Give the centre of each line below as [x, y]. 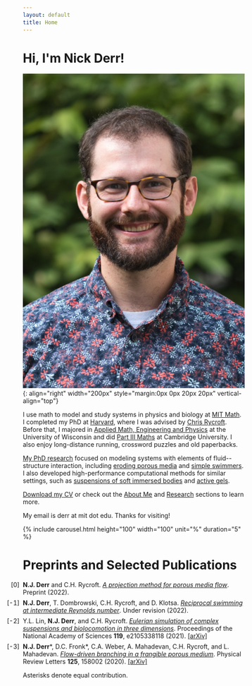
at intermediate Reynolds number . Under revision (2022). [106, 610]
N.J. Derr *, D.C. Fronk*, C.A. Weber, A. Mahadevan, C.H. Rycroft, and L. [126, 646]
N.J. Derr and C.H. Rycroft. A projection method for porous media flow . [126, 585]
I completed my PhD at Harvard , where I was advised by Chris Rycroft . [125, 422]
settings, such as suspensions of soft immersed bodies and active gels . [126, 481]
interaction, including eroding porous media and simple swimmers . [147, 466]
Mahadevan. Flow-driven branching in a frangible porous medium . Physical [132, 654]
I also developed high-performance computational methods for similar [125, 474]
